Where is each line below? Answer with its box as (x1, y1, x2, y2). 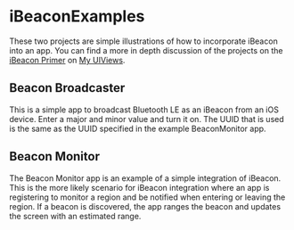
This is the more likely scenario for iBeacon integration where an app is (9, 182, 270, 193)
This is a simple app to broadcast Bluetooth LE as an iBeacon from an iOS (9, 104, 279, 115)
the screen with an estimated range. (9, 210, 142, 221)
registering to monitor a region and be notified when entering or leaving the (9, 192, 286, 202)
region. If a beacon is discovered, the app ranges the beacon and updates (9, 201, 282, 211)
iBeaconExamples (9, 6, 145, 27)
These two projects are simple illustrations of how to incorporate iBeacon (9, 36, 278, 46)
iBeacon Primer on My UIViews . (9, 54, 126, 65)
